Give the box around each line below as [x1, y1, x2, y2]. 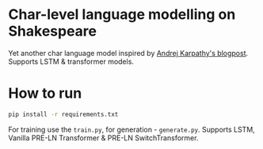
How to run [8, 84, 82, 102]
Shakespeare [8, 22, 97, 40]
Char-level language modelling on [8, 6, 236, 24]
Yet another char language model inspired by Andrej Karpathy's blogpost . [8, 48, 249, 58]
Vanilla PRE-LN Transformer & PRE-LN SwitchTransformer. [8, 132, 199, 143]
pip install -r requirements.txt [8, 110, 119, 118]
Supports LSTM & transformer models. [8, 57, 135, 66]
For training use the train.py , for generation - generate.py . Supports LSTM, [8, 125, 255, 134]
